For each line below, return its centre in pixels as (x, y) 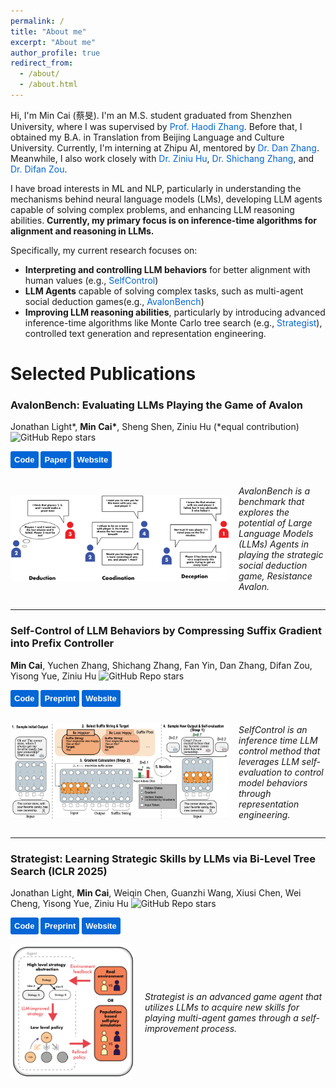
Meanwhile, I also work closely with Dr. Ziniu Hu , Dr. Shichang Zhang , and (162, 158)
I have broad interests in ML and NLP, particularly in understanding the (156, 188)
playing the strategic (281, 555)
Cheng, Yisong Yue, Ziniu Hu (69, 903)
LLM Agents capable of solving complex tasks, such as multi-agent (164, 291)
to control (303, 772)
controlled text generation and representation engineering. (145, 333)
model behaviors (273, 782)
